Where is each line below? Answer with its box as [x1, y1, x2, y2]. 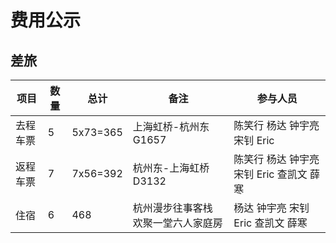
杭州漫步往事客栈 [132, 201, 213, 215]
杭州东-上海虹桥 [132, 161, 210, 175]
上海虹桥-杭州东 [132, 120, 210, 133]
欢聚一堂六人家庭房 [132, 216, 223, 230]
